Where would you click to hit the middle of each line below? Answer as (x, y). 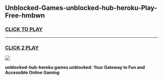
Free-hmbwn (25, 16)
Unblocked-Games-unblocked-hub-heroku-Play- (81, 8)
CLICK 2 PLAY (22, 48)
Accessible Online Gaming (32, 72)
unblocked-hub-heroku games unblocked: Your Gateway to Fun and (75, 67)
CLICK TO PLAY (24, 30)
